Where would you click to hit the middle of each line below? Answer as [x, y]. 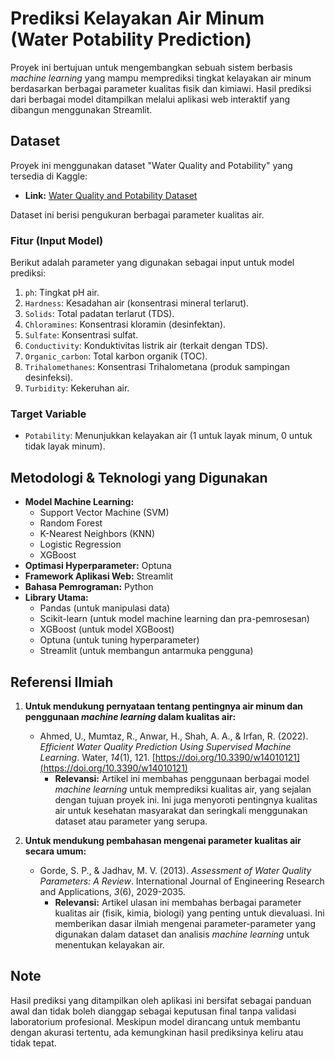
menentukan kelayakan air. [109, 944]
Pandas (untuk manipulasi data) [105, 608]
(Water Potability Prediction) [131, 39]
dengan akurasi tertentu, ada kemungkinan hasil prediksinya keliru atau [157, 1032]
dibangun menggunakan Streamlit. [81, 109]
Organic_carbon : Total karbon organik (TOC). [116, 356]
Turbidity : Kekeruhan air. [77, 388]
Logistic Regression [80, 544]
